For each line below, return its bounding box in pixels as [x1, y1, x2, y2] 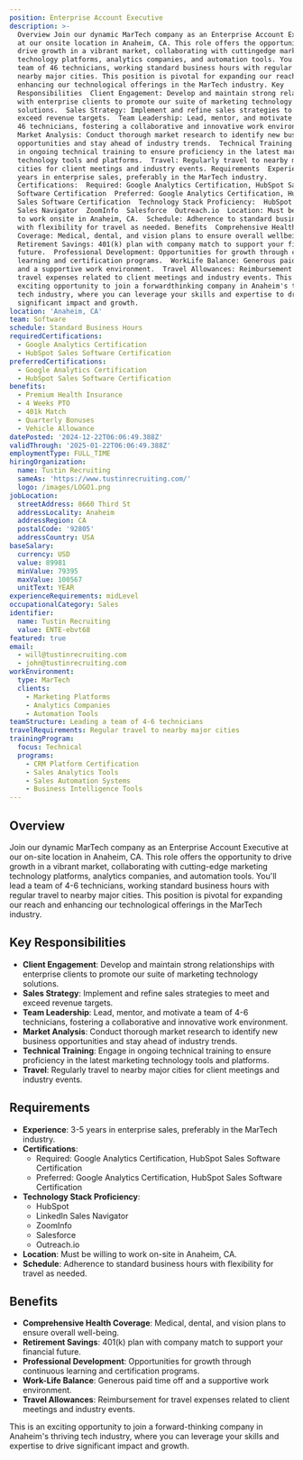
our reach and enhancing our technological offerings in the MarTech [9, 899, 263, 910]
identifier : [9, 609, 54, 618]
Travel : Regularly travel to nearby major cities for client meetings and [22, 1064, 280, 1075]
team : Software [9, 315, 67, 325]
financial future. [22, 1346, 81, 1357]
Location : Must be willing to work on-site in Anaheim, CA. [22, 1248, 237, 1259]
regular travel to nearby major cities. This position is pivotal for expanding [9, 889, 283, 900]
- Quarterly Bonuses [17, 416, 95, 425]
